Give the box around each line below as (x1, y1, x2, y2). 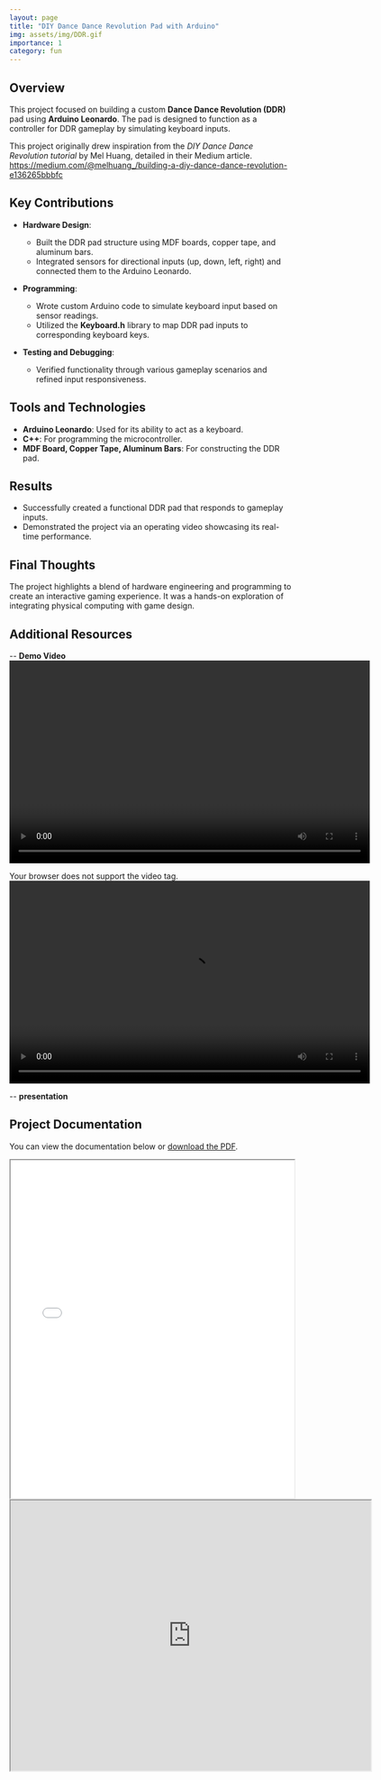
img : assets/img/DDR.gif (9, 30, 103, 39)
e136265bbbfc (9, 169, 63, 180)
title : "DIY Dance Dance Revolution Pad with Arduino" (9, 22, 220, 31)
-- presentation (9, 1091, 68, 1101)
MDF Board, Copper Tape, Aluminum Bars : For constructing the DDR (22, 443, 280, 453)
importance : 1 (9, 38, 63, 48)
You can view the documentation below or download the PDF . (9, 1141, 239, 1152)
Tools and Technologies (9, 400, 147, 415)
